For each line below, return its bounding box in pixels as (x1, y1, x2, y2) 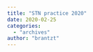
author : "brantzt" (7, 35, 59, 42)
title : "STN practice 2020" (7, 9, 88, 17)
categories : (7, 22, 41, 29)
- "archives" (13, 28, 51, 36)
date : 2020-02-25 (7, 16, 57, 23)
